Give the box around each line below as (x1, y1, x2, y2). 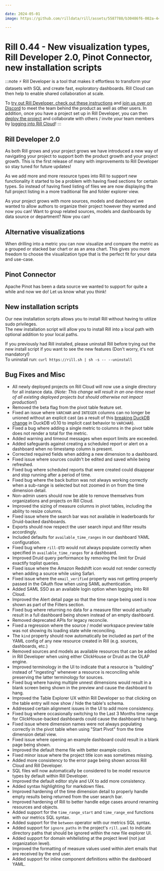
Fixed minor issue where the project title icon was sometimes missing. (12, 752, 153, 758)
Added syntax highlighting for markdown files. (12, 783, 105, 789)
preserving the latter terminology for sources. (12, 674, 104, 680)
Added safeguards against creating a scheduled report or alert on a (12, 441, 148, 446)
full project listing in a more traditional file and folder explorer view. (5, 189, 139, 194)
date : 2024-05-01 (5, 11, 41, 16)
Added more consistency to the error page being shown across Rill (12, 757, 147, 763)
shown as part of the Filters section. (12, 601, 85, 607)
